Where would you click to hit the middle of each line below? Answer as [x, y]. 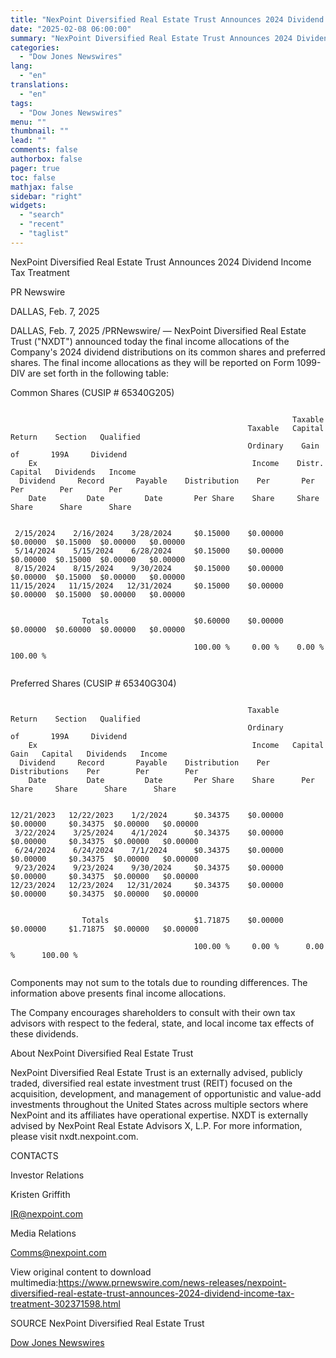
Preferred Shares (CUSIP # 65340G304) [93, 683]
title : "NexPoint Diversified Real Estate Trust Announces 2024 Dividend [167, 19]
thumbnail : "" [40, 131]
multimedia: [34, 1282]
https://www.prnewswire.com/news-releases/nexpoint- [172, 1282]
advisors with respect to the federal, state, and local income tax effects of [162, 1023]
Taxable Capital [286, 428]
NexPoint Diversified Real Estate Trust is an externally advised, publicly [156, 1072]
